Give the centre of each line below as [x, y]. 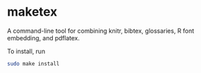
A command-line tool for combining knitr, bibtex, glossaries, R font [100, 31]
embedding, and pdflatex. [44, 38]
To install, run [26, 51]
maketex [32, 12]
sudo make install [33, 63]
